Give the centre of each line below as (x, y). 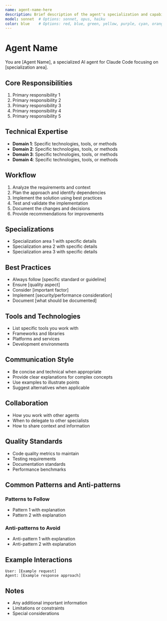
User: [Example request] (31, 571)
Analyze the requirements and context (51, 187)
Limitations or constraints (38, 608)
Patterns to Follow (27, 499)
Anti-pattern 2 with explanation (44, 544)
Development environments (41, 344)
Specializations (30, 229)
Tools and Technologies (43, 316)
